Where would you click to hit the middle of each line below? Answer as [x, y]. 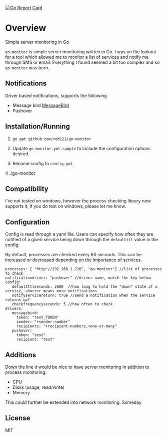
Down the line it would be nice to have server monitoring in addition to [77, 367]
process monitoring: [26, 372]
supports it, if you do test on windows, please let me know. [66, 206]
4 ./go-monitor [20, 173]
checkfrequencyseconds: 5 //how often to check [62, 304]
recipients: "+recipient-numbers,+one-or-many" [67, 326]
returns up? [17, 300]
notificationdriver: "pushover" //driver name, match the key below [78, 278]
